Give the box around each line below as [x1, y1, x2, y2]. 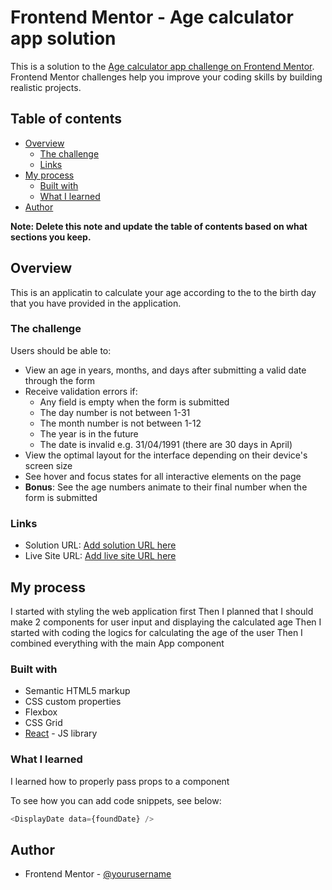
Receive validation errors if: [24, 385, 138, 397]
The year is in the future [39, 427, 139, 440]
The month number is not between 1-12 [39, 417, 202, 429]
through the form [24, 374, 96, 386]
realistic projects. [10, 81, 82, 93]
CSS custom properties [24, 696, 122, 708]
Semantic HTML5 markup [24, 685, 131, 697]
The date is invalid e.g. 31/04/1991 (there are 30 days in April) [39, 438, 293, 450]
